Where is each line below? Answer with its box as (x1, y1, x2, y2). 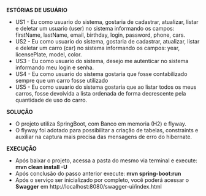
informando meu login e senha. (15, 64, 94, 71)
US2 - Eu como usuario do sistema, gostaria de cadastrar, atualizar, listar (15, 38, 200, 45)
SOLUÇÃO (6, 108, 33, 115)
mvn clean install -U (15, 164, 67, 170)
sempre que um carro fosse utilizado (15, 77, 109, 84)
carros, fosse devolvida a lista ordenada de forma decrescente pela (15, 90, 186, 97)
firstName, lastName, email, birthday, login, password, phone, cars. (15, 31, 186, 39)
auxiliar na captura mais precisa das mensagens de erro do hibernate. (15, 133, 192, 140)
